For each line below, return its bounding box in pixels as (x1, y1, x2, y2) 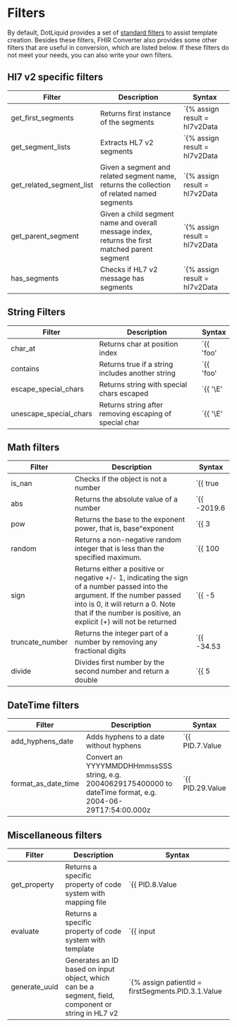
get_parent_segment (11, 231, 79, 241)
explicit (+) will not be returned (74, 617, 177, 627)
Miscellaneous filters (7, 829, 102, 841)
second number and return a (74, 667, 169, 676)
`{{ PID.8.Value (128, 880, 178, 889)
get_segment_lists (11, 142, 71, 152)
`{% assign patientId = (128, 978, 202, 987)
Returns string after (99, 400, 164, 410)
